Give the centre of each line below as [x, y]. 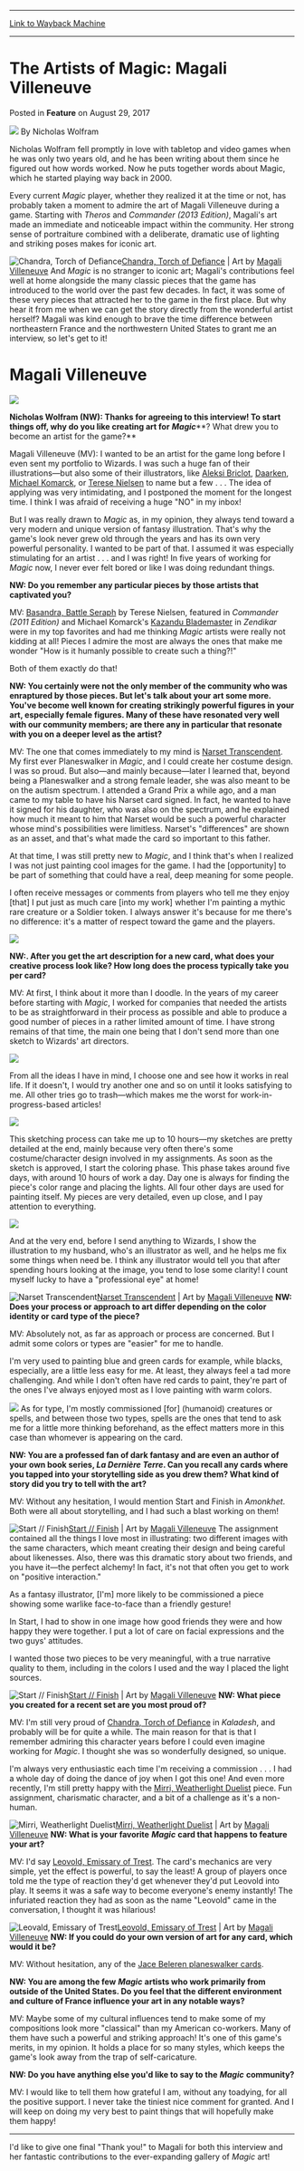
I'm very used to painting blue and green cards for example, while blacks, [146, 1361]
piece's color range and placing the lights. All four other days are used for [147, 1187]
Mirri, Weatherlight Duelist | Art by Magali [192, 1824]
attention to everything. [53, 1206]
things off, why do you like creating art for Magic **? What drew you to [144, 426]
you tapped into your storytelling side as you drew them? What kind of [144, 1474]
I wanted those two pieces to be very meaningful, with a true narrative [140, 1658]
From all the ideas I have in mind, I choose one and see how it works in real [149, 1076]
